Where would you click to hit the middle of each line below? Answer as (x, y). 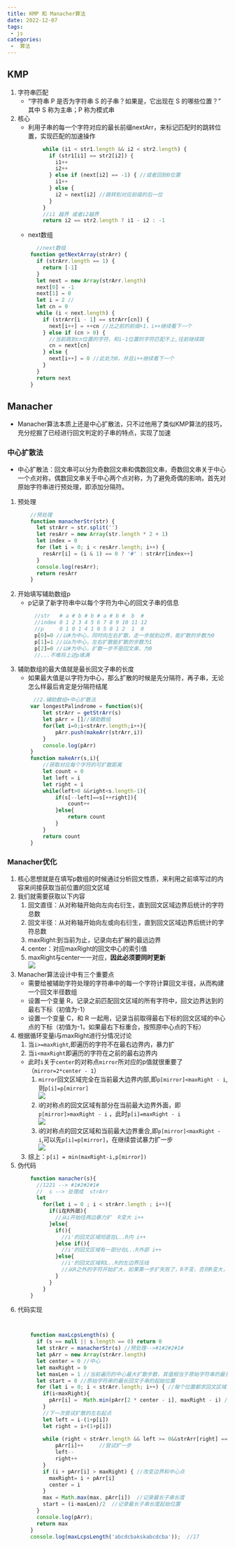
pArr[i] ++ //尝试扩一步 (93, 1446)
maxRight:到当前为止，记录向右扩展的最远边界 (94, 940)
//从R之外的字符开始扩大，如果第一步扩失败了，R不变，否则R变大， (145, 1269)
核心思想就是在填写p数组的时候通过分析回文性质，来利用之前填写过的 (117, 879)
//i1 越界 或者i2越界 (71, 214)
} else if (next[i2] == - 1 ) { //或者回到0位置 (114, 175)
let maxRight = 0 (62, 1367)
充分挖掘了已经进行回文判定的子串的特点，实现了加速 (94, 433)
